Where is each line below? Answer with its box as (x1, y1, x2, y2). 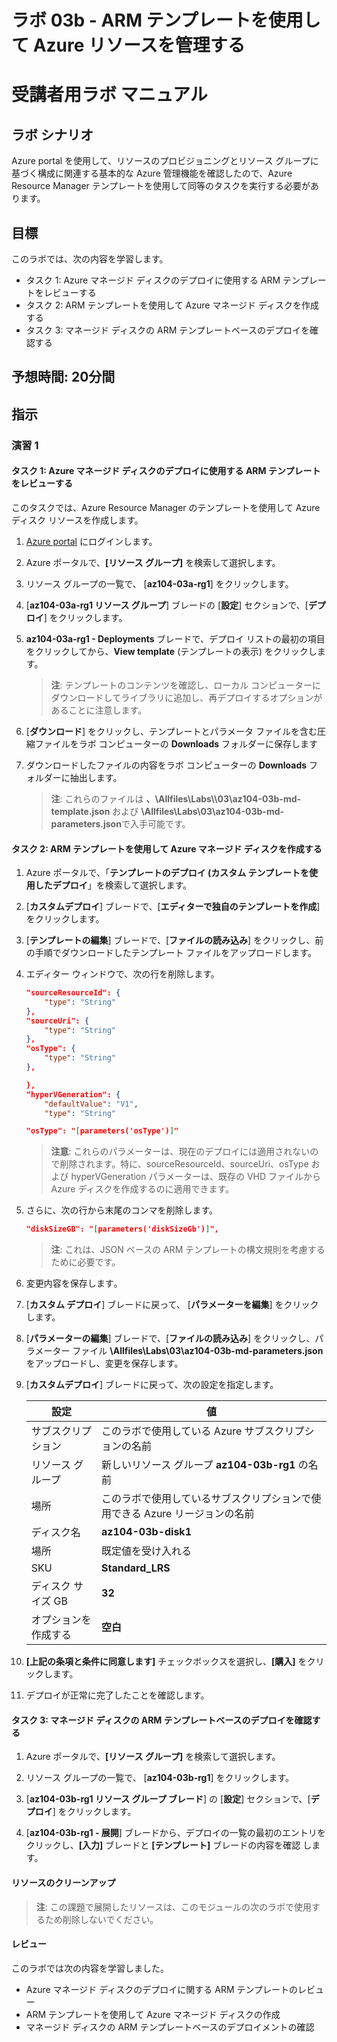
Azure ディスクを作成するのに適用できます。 (50, 1183, 235, 1195)
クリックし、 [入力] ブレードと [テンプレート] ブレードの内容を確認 (25, 1839, 301, 1851)
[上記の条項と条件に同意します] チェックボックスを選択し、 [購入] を (25, 1656, 308, 1668)
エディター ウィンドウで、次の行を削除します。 (25, 968, 220, 980)
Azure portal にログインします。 (25, 535, 158, 547)
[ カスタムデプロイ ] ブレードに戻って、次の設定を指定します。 (25, 1379, 279, 1391)
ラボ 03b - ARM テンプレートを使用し (11, 9, 321, 32)
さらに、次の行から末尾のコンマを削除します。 (25, 1204, 218, 1216)
